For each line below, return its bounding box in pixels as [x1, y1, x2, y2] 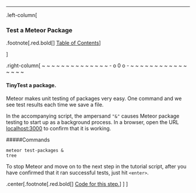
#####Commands [6, 136, 50, 143]
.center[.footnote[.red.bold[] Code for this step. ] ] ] [6, 180, 128, 187]
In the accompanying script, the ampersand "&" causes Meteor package [6, 112, 180, 119]
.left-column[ [6, 12, 37, 18]
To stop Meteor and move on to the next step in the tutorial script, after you [6, 163, 187, 170]
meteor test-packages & [6, 147, 64, 153]
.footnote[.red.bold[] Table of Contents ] [6, 39, 101, 47]
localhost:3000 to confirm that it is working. [6, 125, 111, 132]
